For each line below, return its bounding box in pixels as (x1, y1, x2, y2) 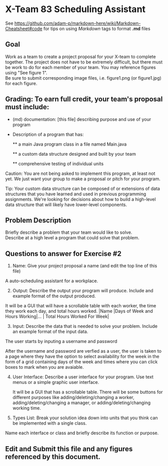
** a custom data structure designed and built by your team (12, 151, 136, 157)
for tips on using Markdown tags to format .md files (43, 25, 151, 31)
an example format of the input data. (12, 328, 89, 335)
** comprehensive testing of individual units (12, 160, 104, 167)
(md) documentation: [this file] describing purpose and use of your (12, 116, 151, 122)
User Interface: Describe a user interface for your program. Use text (12, 374, 154, 380)
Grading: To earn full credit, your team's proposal (5, 95, 163, 104)
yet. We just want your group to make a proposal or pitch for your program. (5, 175, 161, 182)
